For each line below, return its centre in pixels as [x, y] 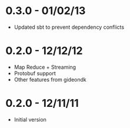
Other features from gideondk [50, 79]
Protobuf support [35, 73]
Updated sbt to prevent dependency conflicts [69, 27]
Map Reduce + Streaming [45, 67]
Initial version [30, 119]
